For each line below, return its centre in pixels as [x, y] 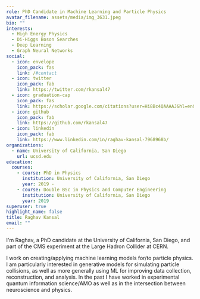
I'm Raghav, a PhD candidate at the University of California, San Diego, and [98, 240]
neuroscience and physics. [39, 289]
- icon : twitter [32, 78]
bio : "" [16, 23]
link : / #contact [37, 73]
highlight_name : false [34, 212]
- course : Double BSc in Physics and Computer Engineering [92, 190]
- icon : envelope [33, 62]
